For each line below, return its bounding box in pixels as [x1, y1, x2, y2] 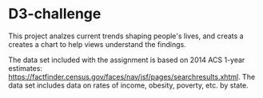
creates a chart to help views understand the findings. [8, 39, 186, 49]
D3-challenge [8, 5, 102, 23]
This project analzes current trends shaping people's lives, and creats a [8, 31, 244, 41]
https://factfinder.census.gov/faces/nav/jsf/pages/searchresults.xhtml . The [8, 72, 256, 81]
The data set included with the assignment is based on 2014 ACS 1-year [8, 55, 245, 65]
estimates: [8, 63, 42, 73]
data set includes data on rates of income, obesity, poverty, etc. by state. [8, 80, 249, 90]
